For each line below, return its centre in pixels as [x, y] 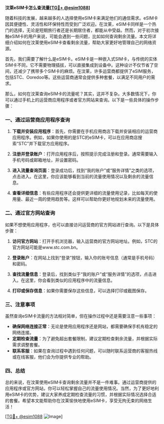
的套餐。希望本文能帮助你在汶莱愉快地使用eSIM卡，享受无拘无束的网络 [76, 401]
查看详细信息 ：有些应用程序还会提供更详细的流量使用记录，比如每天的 [83, 193]
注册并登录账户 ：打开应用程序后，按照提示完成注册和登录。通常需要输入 [85, 154]
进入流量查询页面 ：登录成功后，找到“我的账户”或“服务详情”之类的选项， [84, 170]
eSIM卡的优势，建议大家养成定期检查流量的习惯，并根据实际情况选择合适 [83, 395]
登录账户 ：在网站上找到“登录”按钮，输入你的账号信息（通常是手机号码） [85, 257]
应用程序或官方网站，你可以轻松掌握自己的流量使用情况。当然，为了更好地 [80, 388]
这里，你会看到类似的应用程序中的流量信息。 [70, 280]
